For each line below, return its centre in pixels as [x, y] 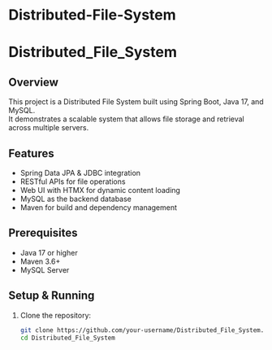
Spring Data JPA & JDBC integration [80, 173]
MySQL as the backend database [76, 199]
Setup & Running [52, 296]
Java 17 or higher [49, 252]
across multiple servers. [49, 128]
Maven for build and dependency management [98, 208]
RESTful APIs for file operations [73, 182]
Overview [34, 82]
